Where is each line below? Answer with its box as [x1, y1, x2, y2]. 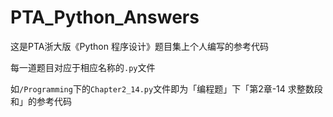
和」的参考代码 [10, 95, 72, 107]
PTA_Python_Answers [10, 6, 200, 29]
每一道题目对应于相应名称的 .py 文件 [10, 61, 156, 73]
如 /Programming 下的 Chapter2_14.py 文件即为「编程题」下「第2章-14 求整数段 [10, 82, 323, 95]
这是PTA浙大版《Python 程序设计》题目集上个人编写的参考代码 [10, 40, 269, 52]
